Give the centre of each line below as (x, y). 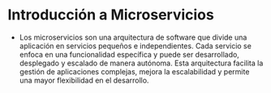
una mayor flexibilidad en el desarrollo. (84, 80)
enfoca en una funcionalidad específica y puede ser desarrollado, (129, 54)
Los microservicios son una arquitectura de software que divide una (133, 37)
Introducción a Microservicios (111, 15)
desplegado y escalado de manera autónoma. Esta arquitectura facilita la (141, 63)
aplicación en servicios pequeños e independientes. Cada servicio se (135, 45)
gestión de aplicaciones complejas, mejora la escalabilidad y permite (134, 71)
